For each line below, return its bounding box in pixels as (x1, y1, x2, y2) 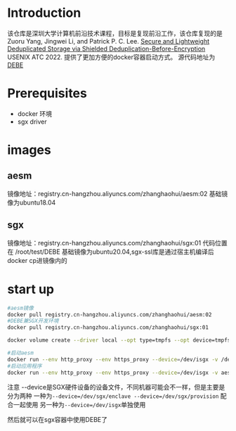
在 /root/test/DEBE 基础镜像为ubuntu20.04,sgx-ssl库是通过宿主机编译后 (7, 247, 214, 256)
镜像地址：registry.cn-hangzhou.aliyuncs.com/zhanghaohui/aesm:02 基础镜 (7, 189, 228, 198)
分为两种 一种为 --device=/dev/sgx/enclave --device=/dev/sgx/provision (7, 392, 219, 400)
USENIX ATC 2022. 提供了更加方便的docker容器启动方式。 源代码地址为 (7, 53, 216, 61)
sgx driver (17, 117, 47, 126)
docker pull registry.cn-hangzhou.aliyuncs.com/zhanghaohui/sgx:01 (7, 324, 209, 331)
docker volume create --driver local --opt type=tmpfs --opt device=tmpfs (7, 337, 231, 344)
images (7, 142, 51, 158)
